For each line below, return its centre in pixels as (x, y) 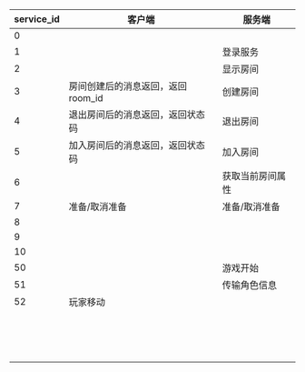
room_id (86, 98)
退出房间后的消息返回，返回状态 (137, 115)
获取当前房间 (250, 176)
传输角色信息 (250, 285)
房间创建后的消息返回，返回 (128, 86)
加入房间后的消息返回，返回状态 (137, 145)
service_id (37, 19)
